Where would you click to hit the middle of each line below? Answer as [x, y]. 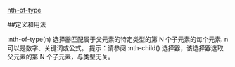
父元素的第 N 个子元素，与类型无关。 [61, 57]
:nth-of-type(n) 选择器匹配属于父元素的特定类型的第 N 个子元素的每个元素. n [118, 39]
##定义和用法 [27, 24]
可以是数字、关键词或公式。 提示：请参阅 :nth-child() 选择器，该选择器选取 [115, 48]
